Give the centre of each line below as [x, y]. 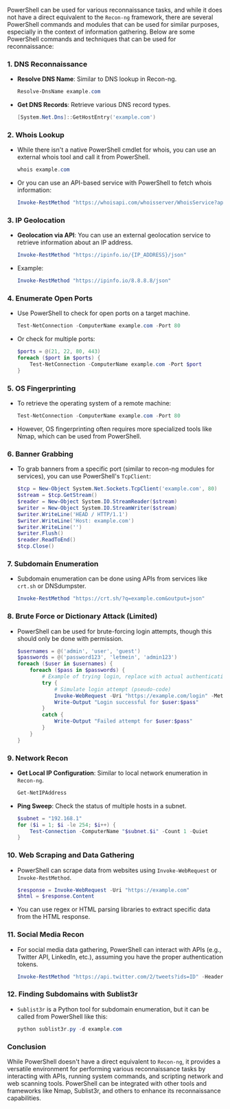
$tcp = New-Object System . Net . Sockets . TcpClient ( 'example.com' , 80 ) [117, 489]
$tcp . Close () [36, 546]
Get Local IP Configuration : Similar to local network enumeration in [112, 773]
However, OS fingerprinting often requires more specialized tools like [114, 429]
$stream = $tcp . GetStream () [57, 495]
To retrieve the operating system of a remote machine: [94, 404]
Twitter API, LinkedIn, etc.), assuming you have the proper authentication [120, 957]
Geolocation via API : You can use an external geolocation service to [114, 235]
